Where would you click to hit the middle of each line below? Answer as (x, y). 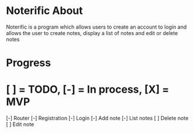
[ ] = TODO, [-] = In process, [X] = (88, 90)
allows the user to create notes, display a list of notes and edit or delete (92, 33)
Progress (29, 63)
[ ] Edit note (20, 124)
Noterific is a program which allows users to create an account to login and (96, 27)
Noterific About (44, 11)
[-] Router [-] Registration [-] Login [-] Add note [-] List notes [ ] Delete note (97, 118)
